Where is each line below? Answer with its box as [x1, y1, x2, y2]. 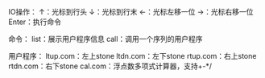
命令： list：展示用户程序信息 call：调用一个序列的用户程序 [8, 35, 203, 43]
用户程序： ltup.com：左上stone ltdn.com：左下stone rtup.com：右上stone [8, 51, 257, 60]
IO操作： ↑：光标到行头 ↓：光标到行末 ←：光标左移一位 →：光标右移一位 [8, 7, 254, 16]
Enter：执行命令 [8, 17, 62, 27]
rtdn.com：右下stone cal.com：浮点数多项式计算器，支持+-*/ [8, 61, 212, 71]
